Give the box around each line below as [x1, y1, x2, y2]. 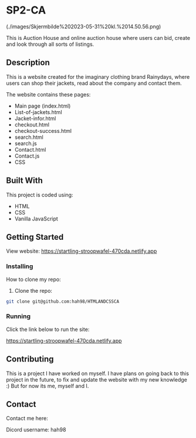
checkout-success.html [14, 127, 72, 134]
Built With [6, 176, 43, 186]
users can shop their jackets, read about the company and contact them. [6, 79, 182, 86]
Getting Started [6, 232, 64, 242]
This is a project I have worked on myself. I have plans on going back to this [6, 370, 190, 377]
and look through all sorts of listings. [6, 41, 94, 48]
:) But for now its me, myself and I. [6, 382, 89, 389]
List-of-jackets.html [14, 108, 63, 115]
